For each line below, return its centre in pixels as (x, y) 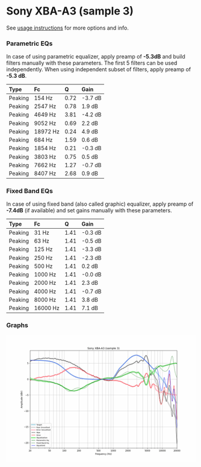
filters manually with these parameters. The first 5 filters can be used (92, 63)
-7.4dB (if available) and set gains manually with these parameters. (89, 211)
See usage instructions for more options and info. (68, 28)
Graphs (17, 325)
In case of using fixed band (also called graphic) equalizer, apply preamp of (100, 204)
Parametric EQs (29, 43)
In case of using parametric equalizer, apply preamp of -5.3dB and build (96, 57)
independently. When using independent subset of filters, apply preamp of (99, 69)
